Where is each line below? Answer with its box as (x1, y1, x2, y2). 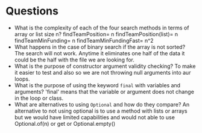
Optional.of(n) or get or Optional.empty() (14, 120, 116, 127)
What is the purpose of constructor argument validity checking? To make (14, 62, 196, 70)
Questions (5, 4, 58, 18)
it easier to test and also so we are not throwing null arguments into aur (14, 69, 191, 76)
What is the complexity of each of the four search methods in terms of (14, 24, 189, 31)
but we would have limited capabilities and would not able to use (14, 113, 175, 121)
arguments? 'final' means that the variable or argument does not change (14, 88, 194, 95)
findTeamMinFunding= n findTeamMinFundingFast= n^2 (14, 37, 154, 44)
